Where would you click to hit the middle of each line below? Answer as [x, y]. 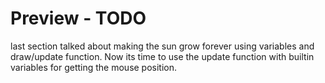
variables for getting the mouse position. [94, 67]
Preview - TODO [78, 18]
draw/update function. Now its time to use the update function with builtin [162, 56]
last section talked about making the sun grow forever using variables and [162, 46]
